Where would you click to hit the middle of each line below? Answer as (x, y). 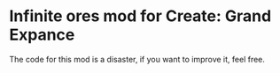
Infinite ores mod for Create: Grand (140, 16)
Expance (42, 35)
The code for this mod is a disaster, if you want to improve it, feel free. (137, 59)
